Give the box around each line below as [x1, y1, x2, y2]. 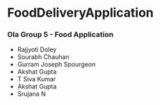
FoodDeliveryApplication [7, 5, 154, 21]
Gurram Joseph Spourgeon [17, 60, 96, 69]
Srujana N [17, 90, 47, 98]
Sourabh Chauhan [17, 53, 70, 61]
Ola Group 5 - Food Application [7, 30, 113, 40]
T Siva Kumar [17, 75, 56, 83]
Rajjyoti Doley [17, 45, 57, 54]
